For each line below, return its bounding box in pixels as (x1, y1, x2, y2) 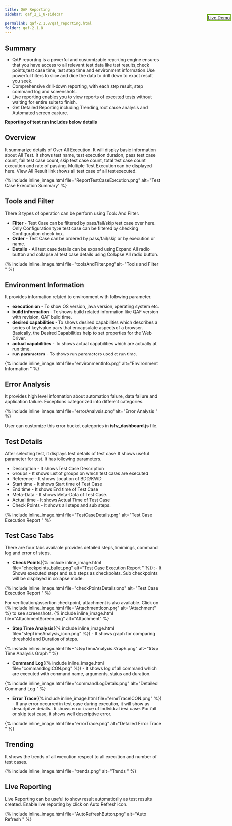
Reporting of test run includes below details (5, 119, 98, 125)
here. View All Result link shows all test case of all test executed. (5, 168, 137, 174)
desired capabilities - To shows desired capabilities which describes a (12, 319, 158, 325)
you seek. (12, 78, 33, 84)
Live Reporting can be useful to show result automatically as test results (5, 796, 152, 802)
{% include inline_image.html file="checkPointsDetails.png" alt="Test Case (5, 585, 159, 590)
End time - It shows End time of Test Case (12, 486, 98, 492)
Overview (5, 133, 36, 142)
